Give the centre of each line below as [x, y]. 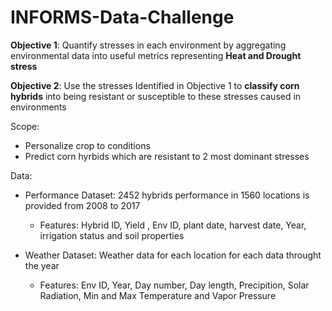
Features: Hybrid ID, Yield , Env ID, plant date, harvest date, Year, [173, 225]
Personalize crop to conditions [87, 145]
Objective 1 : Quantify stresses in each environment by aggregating [148, 45]
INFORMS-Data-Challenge [122, 17]
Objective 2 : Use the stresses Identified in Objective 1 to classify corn [155, 85]
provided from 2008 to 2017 [82, 205]
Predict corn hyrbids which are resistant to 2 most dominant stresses [167, 156]
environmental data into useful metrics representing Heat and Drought [156, 55]
